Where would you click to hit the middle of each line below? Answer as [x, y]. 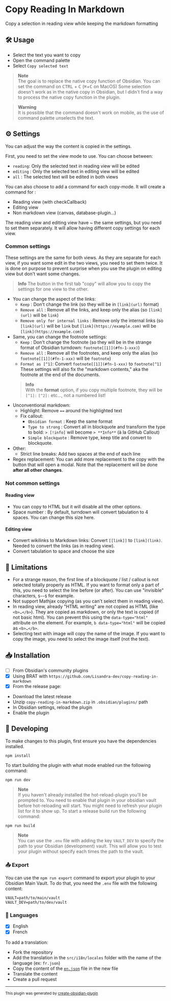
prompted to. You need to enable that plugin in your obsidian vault [87, 800]
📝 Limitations [26, 567]
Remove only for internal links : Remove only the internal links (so [92, 320]
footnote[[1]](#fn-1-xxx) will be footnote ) [65, 358]
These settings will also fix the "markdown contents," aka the [84, 369]
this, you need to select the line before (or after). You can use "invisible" [88, 590]
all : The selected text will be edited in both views [65, 177]
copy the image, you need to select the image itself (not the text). [81, 639]
